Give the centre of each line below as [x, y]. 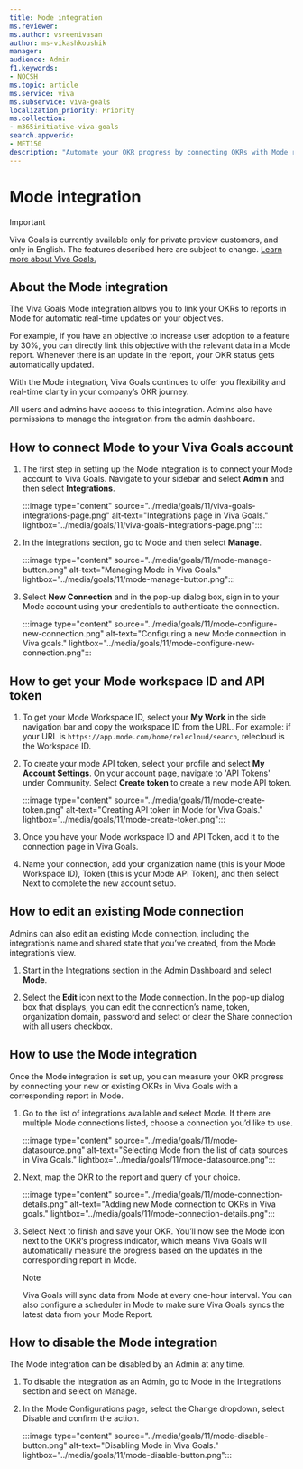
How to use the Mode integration [103, 1055]
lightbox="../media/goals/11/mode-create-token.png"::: [124, 819]
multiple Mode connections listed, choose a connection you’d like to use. [157, 1123]
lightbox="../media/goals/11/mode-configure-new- [162, 644]
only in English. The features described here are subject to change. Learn [146, 249]
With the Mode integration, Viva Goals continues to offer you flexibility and [147, 382]
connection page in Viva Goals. [80, 847]
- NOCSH [24, 77]
